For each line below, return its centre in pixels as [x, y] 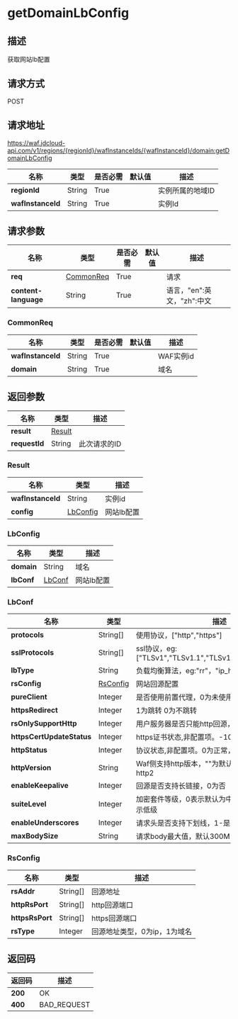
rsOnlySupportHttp [44, 724]
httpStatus [29, 750]
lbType [23, 670]
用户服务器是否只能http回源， [185, 724]
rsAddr [23, 891]
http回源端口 [112, 905]
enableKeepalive [40, 786]
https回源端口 [114, 918]
